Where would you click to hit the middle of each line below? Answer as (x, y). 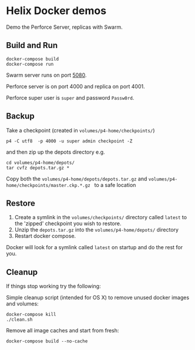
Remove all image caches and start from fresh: (63, 331)
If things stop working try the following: (53, 286)
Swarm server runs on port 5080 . (46, 75)
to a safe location (115, 185)
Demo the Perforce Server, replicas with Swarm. (65, 27)
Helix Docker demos (56, 11)
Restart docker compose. (45, 236)
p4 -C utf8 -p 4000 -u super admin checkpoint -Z (69, 141)
